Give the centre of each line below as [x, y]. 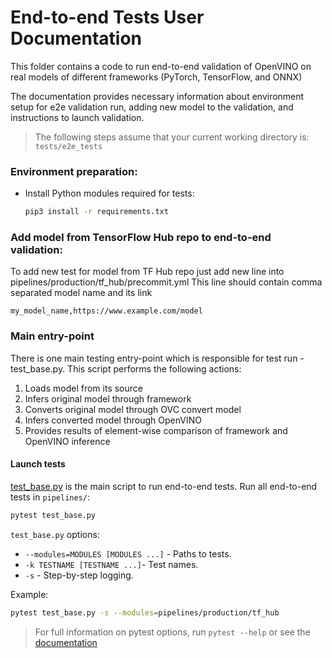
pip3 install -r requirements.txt [96, 212]
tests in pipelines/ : [50, 497]
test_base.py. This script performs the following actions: [126, 368]
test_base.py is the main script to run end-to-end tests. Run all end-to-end [164, 486]
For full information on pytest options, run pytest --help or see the [172, 632]
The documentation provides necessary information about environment [157, 96]
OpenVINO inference [67, 441]
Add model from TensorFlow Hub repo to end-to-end [141, 238]
